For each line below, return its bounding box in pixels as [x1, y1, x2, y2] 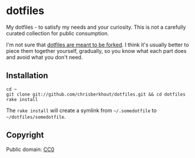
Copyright [6, 130, 44, 140]
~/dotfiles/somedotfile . [6, 113, 66, 120]
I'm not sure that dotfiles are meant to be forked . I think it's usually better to [6, 41, 190, 48]
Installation [6, 70, 48, 80]
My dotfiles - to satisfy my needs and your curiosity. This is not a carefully [6, 23, 186, 31]
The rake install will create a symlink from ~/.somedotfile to [6, 107, 157, 114]
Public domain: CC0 [6, 146, 55, 153]
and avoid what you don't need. [6, 53, 83, 60]
